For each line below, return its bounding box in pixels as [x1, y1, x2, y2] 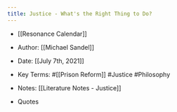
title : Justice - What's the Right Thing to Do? [7, 10, 152, 17]
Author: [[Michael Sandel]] [17, 43, 95, 51]
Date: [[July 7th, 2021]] [17, 57, 84, 65]
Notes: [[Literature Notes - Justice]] [17, 83, 122, 92]
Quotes [17, 97, 39, 106]
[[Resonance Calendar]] [17, 29, 88, 38]
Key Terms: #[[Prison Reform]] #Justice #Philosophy [17, 70, 171, 78]
